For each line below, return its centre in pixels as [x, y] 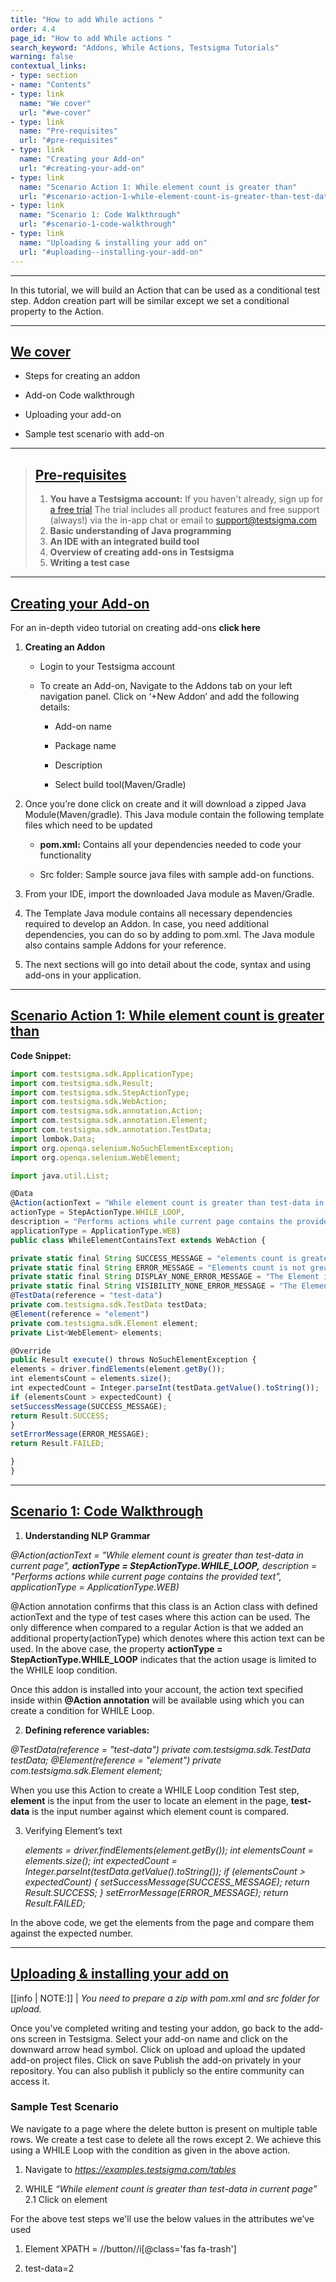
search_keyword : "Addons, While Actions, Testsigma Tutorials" [145, 47]
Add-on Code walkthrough [79, 395]
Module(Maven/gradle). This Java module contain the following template [174, 814]
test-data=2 [49, 2268]
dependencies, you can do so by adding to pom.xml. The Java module [169, 934]
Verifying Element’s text [73, 1830]
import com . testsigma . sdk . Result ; [82, 1083]
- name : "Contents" [51, 85]
